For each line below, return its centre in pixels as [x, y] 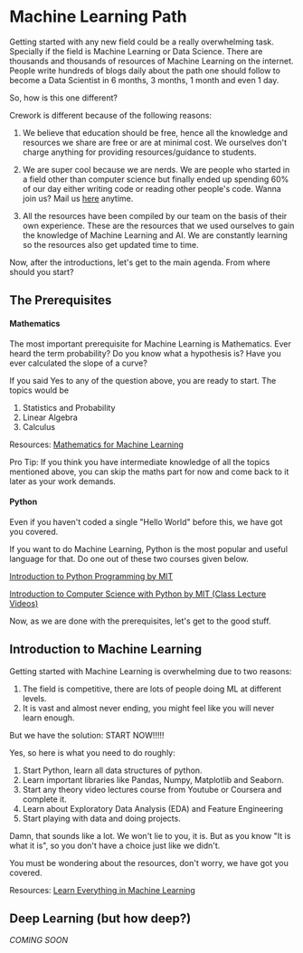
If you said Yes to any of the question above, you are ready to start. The [143, 380]
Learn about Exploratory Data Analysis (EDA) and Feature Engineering [152, 808]
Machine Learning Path [98, 17]
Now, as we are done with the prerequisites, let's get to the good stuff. [140, 621]
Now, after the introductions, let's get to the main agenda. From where [140, 262]
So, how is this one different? [63, 98]
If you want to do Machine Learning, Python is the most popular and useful [148, 548]
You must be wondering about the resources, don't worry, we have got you [149, 862]
